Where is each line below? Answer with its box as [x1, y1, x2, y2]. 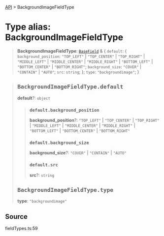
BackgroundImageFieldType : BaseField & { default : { [17, 48, 127, 54]
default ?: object [17, 95, 51, 101]
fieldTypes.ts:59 [5, 226, 38, 232]
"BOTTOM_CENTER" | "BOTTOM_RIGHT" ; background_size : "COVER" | [17, 63, 142, 69]
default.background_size [29, 140, 90, 146]
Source [5, 212, 28, 221]
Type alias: [5, 22, 51, 32]
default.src [29, 162, 58, 168]
